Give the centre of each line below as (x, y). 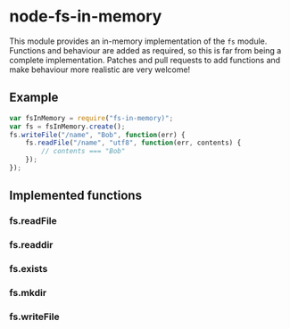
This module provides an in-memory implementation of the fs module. (138, 41)
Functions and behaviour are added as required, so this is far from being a (145, 50)
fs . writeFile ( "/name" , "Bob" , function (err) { (97, 135)
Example (34, 98)
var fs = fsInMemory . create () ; (67, 127)
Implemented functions (76, 196)
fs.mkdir (28, 292)
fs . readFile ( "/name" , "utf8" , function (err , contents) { (133, 143)
